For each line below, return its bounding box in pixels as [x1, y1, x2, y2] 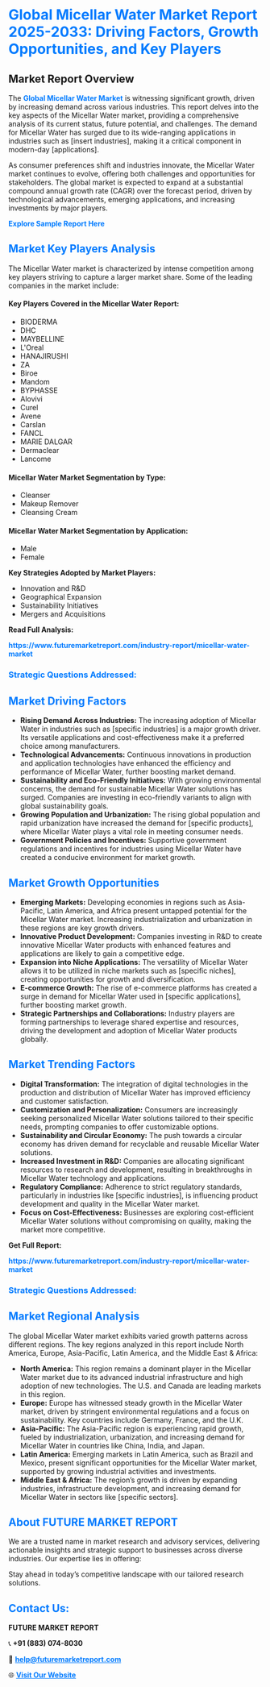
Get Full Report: [8, 1240, 62, 1250]
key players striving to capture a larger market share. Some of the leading [8, 272, 253, 281]
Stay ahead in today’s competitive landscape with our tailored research [8, 1569, 244, 1579]
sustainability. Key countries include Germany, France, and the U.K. [19, 1415, 243, 1424]
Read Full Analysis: [8, 625, 74, 634]
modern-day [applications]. [8, 145, 99, 154]
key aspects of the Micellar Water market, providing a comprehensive [8, 110, 239, 120]
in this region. [19, 1389, 66, 1399]
